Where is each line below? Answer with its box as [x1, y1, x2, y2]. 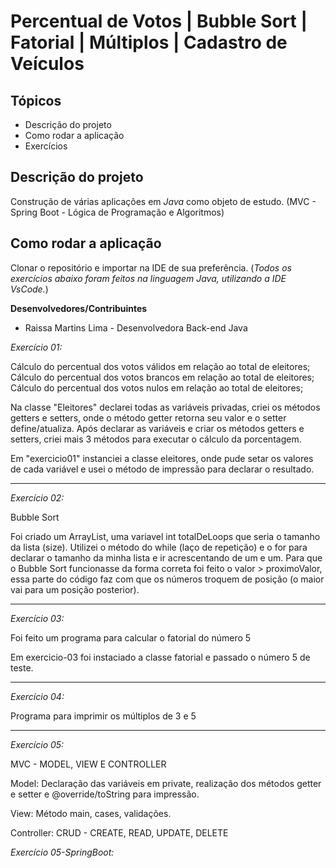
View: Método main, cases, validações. [10, 807, 172, 819]
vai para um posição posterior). [10, 583, 140, 595]
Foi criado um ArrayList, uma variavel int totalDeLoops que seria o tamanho [10, 530, 321, 542]
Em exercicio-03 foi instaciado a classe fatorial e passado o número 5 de [10, 651, 311, 663]
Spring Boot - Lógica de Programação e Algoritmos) [10, 206, 225, 218]
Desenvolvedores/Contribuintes [10, 302, 148, 314]
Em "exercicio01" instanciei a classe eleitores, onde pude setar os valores [10, 452, 314, 464]
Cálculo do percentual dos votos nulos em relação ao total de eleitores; [10, 381, 304, 394]
